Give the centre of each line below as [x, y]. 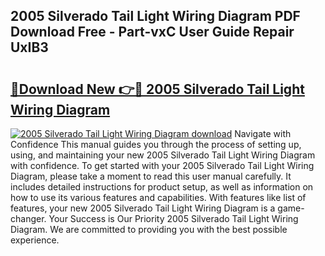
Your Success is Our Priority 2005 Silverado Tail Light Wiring [173, 218]
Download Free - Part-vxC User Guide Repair [152, 32]
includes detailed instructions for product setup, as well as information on [162, 187]
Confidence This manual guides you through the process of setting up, [156, 144]
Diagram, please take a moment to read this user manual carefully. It [151, 176]
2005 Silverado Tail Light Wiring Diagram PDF [155, 16]
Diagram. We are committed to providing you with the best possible [149, 229]
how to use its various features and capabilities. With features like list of [158, 197]
